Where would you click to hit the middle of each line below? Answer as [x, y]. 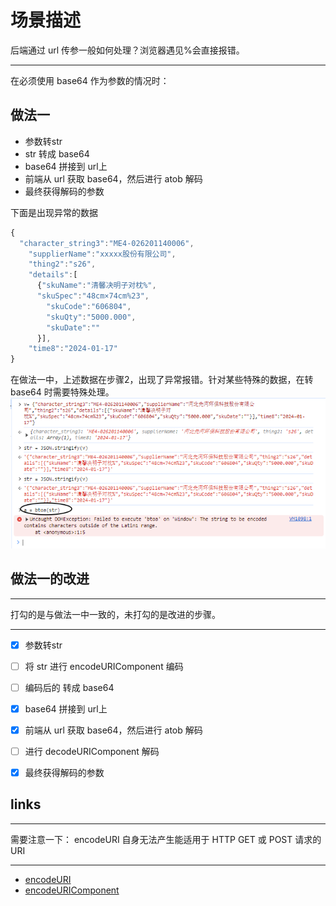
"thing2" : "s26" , [62, 264]
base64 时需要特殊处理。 [62, 392]
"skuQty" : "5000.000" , [91, 317]
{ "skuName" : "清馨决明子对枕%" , [96, 286]
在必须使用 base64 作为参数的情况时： [90, 80]
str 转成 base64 [57, 153]
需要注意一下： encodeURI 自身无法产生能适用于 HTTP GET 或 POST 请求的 [166, 839]
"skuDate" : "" [73, 327]
